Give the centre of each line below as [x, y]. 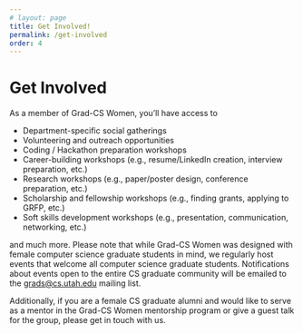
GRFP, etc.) [44, 208]
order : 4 [26, 43]
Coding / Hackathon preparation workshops [105, 150]
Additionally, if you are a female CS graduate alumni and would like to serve [151, 301]
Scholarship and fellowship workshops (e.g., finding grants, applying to [156, 198]
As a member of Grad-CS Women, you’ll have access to [113, 113]
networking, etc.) [54, 227]
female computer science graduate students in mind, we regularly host [142, 254]
